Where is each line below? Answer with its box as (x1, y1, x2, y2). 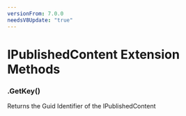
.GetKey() (7, 86, 40, 96)
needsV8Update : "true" (7, 17, 73, 24)
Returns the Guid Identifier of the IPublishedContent (7, 101, 156, 110)
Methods (7, 61, 61, 77)
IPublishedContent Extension (7, 47, 180, 63)
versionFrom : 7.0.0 (7, 10, 64, 17)
